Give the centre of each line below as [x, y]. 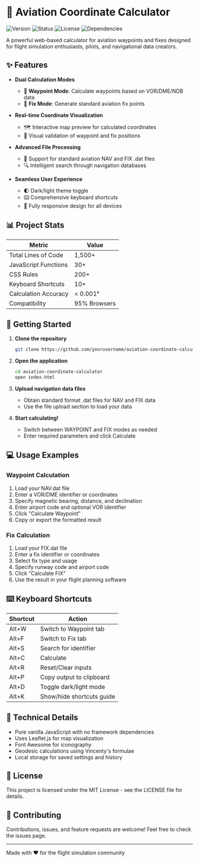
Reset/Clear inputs [66, 667]
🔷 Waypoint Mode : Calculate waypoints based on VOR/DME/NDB [103, 91]
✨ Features [27, 65]
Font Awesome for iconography [53, 744]
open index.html [35, 377]
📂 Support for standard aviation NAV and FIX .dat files [89, 158]
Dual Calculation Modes [45, 79]
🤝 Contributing [34, 815]
